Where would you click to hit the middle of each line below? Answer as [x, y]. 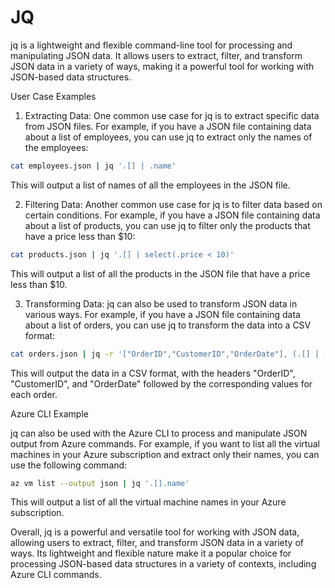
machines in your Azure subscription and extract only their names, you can [165, 454]
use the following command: [69, 465]
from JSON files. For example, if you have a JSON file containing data [168, 126]
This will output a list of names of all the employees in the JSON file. [150, 185]
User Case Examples [53, 96]
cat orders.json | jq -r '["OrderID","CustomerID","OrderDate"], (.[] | [165, 354]
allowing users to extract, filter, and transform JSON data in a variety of [157, 543]
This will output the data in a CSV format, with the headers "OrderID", [153, 373]
